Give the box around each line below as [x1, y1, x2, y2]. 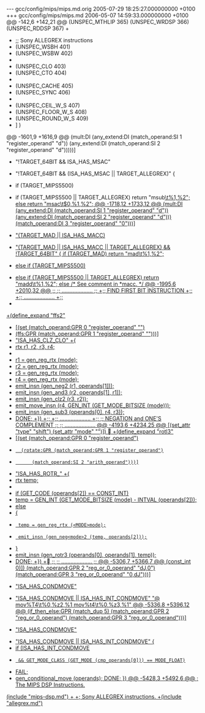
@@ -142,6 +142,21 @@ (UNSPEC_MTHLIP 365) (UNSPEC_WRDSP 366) [6, 18, 190, 25]
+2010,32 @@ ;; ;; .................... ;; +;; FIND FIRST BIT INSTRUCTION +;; [15, 287, 193, 294]
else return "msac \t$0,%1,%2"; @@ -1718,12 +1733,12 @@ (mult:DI [15, 200, 183, 207]
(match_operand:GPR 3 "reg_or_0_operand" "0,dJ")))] [15, 571, 151, 578]
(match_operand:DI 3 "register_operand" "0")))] [15, 220, 136, 227]
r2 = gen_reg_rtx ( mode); [15, 363, 79, 370]
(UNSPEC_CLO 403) [15, 63, 66, 70]
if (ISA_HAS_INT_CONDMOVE [15, 644, 90, 652]
